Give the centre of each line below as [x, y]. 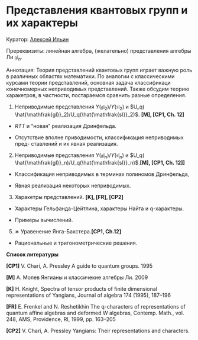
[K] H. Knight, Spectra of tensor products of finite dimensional [82, 289]
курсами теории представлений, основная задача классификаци [89, 82]
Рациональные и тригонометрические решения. [76, 243]
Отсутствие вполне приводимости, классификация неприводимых [99, 137]
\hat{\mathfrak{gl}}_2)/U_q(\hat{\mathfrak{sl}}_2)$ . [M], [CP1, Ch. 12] [99, 114]
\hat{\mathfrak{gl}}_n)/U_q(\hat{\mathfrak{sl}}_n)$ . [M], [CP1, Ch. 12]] [100, 163]
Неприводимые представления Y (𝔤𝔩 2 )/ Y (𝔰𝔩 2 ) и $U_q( [79, 107]
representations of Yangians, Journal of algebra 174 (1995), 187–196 [89, 295]
